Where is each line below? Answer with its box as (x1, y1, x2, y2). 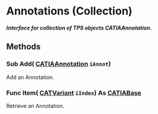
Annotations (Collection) (6, 4, 133, 18)
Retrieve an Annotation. (6, 102, 65, 109)
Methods (6, 42, 41, 52)
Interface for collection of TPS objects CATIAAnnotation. (6, 24, 153, 31)
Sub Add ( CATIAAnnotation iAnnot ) (6, 60, 112, 68)
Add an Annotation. (6, 74, 54, 81)
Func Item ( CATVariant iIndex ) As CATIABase (6, 89, 142, 97)
